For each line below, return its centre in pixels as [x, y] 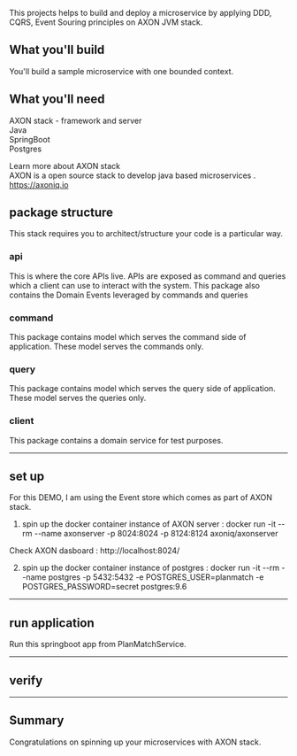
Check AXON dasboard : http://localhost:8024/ [95, 551]
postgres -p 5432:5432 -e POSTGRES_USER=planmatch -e [156, 577]
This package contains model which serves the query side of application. [142, 389]
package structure [61, 213]
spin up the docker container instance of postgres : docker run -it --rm [151, 568]
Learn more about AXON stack [65, 166]
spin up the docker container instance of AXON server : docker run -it [149, 524]
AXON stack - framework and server [76, 120]
